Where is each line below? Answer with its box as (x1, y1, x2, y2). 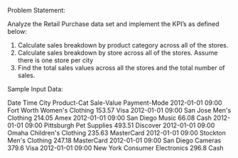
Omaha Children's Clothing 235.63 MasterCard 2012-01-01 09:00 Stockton (7, 129, 226, 137)
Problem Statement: (7, 6, 66, 14)
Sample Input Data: (7, 85, 64, 93)
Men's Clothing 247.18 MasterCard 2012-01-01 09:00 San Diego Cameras (7, 136, 222, 145)
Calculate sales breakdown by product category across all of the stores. (17, 41, 229, 49)
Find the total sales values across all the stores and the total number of (17, 64, 225, 72)
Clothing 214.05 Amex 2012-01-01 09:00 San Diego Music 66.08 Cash (7, 113, 212, 122)
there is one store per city (17, 56, 94, 64)
